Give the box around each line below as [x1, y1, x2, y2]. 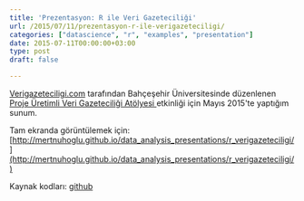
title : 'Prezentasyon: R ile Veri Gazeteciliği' [9, 13, 197, 23]
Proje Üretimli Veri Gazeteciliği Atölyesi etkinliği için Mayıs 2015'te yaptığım [9, 98, 289, 109]
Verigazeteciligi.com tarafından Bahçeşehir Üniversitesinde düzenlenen [9, 88, 277, 99]
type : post [9, 47, 51, 56]
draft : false [9, 55, 59, 64]
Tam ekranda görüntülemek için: [9, 125, 131, 136]
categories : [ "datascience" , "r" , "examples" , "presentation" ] [9, 30, 254, 39]
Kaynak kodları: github [9, 181, 93, 191]
